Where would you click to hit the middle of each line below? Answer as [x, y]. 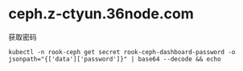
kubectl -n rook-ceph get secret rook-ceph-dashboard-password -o [122, 52]
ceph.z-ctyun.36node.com [101, 14]
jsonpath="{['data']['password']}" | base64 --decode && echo [115, 59]
